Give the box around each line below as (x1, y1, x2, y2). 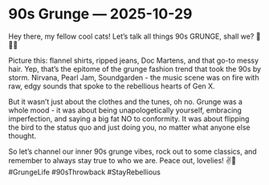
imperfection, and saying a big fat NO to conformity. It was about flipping (8, 113, 250, 123)
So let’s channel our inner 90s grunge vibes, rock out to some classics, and (8, 146, 257, 156)
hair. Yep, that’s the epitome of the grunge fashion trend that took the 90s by (8, 64, 262, 73)
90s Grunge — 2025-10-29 (8, 5, 193, 23)
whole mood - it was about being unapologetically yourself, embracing (8, 105, 243, 115)
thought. (8, 130, 37, 141)
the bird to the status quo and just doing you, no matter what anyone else (8, 122, 251, 132)
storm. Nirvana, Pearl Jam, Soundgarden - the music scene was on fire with (8, 72, 259, 82)
